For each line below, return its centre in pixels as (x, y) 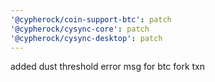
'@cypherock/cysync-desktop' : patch (86, 38)
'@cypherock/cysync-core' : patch (80, 29)
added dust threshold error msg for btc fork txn (108, 67)
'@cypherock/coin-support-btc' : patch (91, 19)
